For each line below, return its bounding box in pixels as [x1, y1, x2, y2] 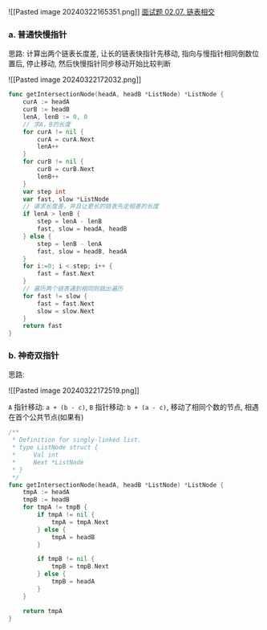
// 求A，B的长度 [22, 120, 71, 129]
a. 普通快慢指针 [8, 29, 67, 40]
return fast [22, 322, 63, 330]
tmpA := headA [22, 489, 70, 497]
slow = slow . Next [37, 307, 95, 315]
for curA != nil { [22, 128, 84, 136]
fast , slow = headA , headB [37, 225, 127, 233]
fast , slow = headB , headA [37, 247, 127, 256]
